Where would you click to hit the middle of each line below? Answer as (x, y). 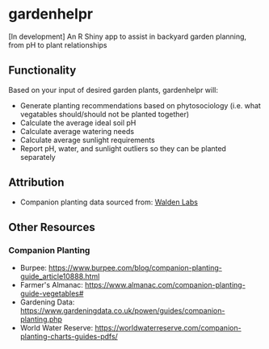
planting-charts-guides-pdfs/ (69, 337)
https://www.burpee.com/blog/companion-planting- (135, 268)
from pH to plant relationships (58, 44)
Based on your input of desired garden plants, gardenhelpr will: (113, 90)
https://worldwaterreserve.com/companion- (168, 328)
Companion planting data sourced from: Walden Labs (109, 202)
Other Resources (52, 227)
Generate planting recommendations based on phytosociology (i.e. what (140, 105)
